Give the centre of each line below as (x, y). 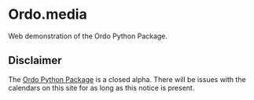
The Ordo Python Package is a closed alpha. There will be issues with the (127, 79)
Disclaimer (35, 61)
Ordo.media (48, 14)
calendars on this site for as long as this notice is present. (101, 87)
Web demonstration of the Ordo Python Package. (88, 36)
